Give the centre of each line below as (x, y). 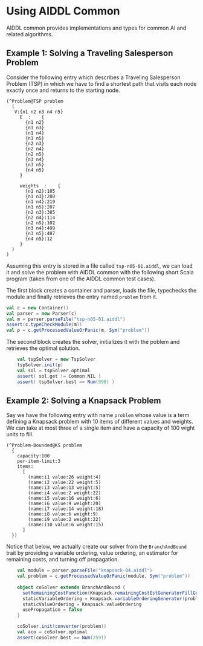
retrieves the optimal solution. (43, 348)
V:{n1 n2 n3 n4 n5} (39, 112)
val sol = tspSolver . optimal (54, 370)
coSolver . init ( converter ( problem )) (62, 627)
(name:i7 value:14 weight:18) (66, 509)
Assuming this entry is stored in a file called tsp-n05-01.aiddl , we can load (100, 266)
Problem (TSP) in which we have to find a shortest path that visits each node (101, 83)
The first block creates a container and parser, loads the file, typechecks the (101, 290)
